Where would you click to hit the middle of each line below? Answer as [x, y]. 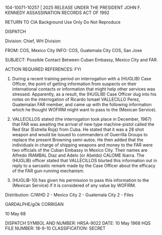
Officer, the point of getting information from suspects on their [74, 84]
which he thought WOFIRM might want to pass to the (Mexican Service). [84, 110]
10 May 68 [15, 214]
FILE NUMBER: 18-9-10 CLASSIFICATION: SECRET [55, 228]
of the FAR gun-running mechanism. [48, 171]
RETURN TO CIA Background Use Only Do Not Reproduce [63, 22]
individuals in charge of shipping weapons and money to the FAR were [82, 145]
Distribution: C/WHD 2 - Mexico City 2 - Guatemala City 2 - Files [69, 195]
